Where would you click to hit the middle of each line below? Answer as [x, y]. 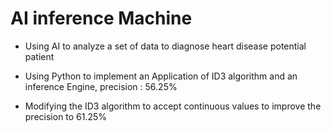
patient [39, 56]
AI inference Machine [101, 18]
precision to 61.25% [66, 116]
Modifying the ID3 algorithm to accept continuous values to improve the [173, 106]
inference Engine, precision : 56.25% [101, 86]
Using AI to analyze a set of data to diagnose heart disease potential [165, 46]
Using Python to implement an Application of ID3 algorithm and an [161, 76]
